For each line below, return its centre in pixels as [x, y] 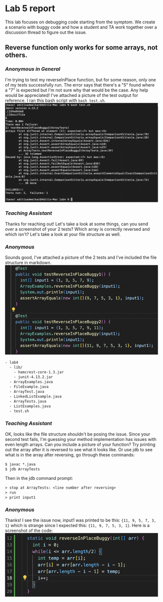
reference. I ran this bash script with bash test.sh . [55, 100]
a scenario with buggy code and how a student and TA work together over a [81, 27]
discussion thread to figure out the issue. [46, 32]
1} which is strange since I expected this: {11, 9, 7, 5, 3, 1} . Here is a [77, 525]
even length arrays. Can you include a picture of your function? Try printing [80, 444]
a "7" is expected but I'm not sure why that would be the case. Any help [77, 90]
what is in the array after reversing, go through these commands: [70, 455]
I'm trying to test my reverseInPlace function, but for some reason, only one [81, 80]
